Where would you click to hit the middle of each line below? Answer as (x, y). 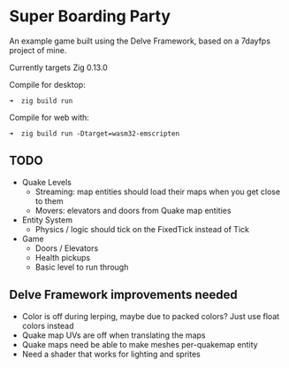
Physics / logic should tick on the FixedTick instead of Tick (142, 229)
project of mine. (38, 50)
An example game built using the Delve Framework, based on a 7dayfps (140, 41)
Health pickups (63, 257)
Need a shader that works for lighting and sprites (111, 354)
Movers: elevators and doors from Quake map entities (133, 210)
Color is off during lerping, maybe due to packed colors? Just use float (151, 316)
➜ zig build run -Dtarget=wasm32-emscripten (94, 133)
